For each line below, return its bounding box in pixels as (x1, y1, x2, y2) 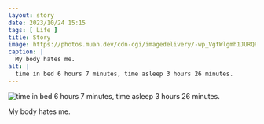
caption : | (8, 48, 44, 56)
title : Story (8, 33, 51, 42)
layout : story (8, 11, 55, 20)
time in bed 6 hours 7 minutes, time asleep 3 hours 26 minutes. (15, 70, 234, 78)
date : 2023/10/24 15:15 (8, 19, 86, 27)
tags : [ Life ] (8, 26, 58, 34)
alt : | (8, 63, 30, 71)
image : (8, 41, 30, 49)
